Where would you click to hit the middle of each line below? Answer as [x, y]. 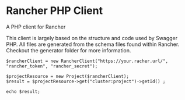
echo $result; [23, 91]
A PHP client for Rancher [36, 27]
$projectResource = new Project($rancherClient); [68, 76]
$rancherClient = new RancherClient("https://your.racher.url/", [87, 61]
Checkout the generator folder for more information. [69, 50]
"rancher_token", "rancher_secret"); [52, 66]
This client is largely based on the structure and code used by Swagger [92, 38]
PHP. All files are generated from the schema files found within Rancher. [93, 44]
